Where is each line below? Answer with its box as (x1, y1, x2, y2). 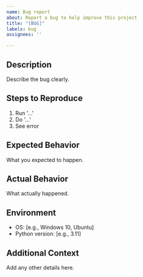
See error (15, 122, 40, 130)
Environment (6, 208, 57, 218)
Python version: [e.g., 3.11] (15, 230, 82, 237)
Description (6, 59, 52, 70)
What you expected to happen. (6, 156, 84, 163)
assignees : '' (6, 32, 43, 38)
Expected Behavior (6, 140, 80, 150)
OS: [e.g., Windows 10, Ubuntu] (15, 223, 94, 231)
